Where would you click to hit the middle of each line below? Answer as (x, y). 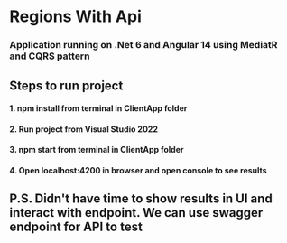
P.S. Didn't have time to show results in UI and (141, 199)
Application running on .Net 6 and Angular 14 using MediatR (143, 45)
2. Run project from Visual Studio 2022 (83, 129)
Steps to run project (66, 85)
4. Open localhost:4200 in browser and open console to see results (139, 170)
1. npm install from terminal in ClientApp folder (98, 108)
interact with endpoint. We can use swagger (136, 213)
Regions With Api (76, 17)
